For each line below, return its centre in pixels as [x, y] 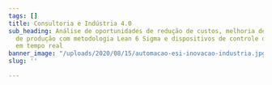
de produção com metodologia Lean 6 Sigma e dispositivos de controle [137, 38]
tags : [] [23, 16]
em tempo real [39, 46]
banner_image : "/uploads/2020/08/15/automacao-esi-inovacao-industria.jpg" [139, 53]
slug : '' [23, 62]
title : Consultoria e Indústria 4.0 [70, 23]
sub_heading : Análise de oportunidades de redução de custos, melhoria [132, 31]
